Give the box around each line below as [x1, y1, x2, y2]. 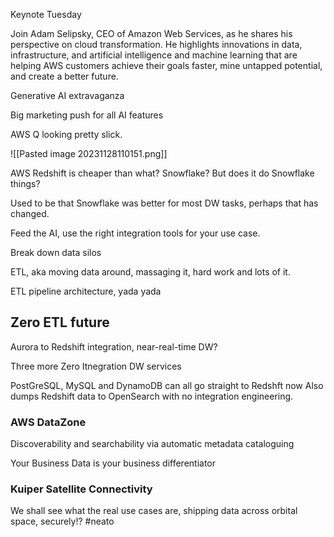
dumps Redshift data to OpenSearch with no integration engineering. [10, 390, 294, 402]
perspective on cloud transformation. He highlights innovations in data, [10, 39, 303, 50]
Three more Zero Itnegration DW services [10, 360, 182, 372]
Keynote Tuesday [10, 9, 82, 20]
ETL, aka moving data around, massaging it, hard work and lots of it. [10, 266, 291, 278]
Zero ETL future [10, 314, 110, 331]
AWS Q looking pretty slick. [10, 129, 123, 140]
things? [10, 178, 41, 189]
